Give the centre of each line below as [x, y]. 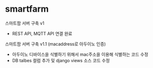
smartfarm [27, 9]
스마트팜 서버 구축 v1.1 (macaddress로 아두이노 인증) [56, 44]
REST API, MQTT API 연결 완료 [42, 33]
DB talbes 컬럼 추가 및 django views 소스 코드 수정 [61, 60]
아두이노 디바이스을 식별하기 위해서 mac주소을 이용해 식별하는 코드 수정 [80, 54]
